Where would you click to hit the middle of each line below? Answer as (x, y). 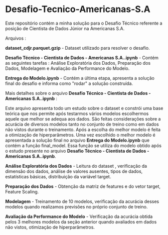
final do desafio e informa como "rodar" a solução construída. (69, 83)
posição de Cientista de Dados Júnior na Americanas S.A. (65, 28)
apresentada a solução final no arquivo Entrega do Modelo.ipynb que (77, 140)
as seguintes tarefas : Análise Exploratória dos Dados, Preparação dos (78, 63)
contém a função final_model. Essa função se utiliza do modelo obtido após (83, 145)
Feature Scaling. (22, 191)
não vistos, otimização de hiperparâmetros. (50, 227)
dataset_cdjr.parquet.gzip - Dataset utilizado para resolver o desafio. (77, 48)
